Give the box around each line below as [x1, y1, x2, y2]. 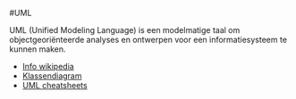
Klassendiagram [21, 70, 82, 81]
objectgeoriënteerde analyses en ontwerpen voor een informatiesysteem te [9, 35, 288, 45]
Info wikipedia [21, 62, 74, 71]
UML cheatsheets [21, 80, 88, 90]
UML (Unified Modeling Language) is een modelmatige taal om [9, 25, 241, 35]
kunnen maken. [9, 44, 66, 54]
